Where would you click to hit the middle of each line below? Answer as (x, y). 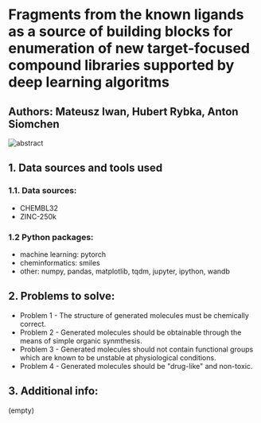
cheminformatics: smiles (60, 262)
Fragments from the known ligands (126, 15)
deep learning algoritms (89, 82)
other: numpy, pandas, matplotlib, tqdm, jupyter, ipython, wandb (125, 271)
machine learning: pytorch (63, 254)
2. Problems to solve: (62, 296)
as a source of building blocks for (121, 31)
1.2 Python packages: (51, 237)
